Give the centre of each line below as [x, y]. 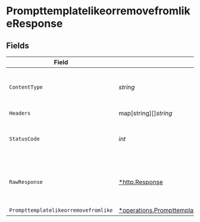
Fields [18, 46]
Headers [20, 113]
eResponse [35, 24]
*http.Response [141, 182]
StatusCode [24, 139]
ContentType [26, 87]
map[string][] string [146, 113]
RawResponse [26, 182]
